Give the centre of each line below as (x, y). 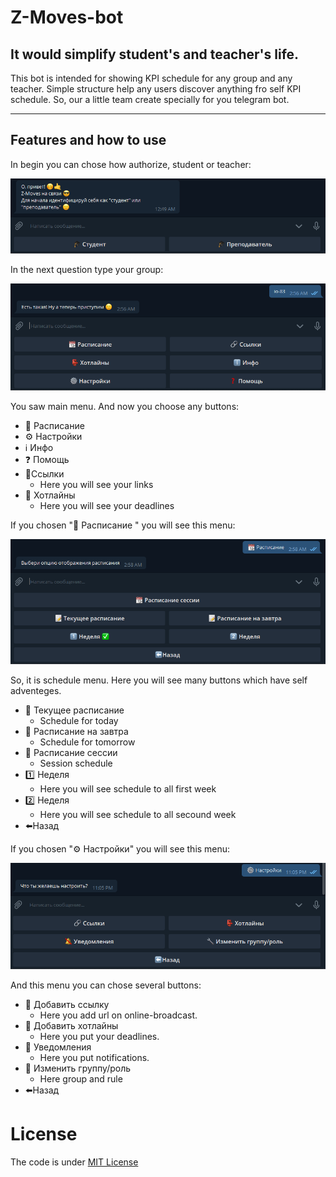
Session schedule (76, 763)
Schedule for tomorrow (87, 742)
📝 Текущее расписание (74, 710)
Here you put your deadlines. (99, 1036)
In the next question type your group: (87, 270)
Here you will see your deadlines (107, 505)
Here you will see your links (96, 484)
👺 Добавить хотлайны (71, 1025)
